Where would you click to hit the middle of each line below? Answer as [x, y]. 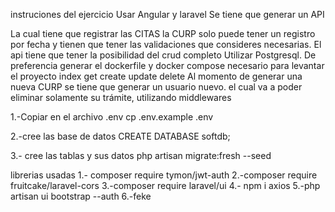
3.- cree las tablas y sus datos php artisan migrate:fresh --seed [141, 155]
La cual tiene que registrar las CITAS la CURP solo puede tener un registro [163, 33]
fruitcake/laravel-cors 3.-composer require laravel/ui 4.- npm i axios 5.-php [165, 185]
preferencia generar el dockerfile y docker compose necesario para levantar [167, 65]
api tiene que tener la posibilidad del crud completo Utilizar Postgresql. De [163, 55]
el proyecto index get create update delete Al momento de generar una [156, 76]
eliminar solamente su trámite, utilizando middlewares [121, 97]
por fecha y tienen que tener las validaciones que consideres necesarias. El [166, 44]
